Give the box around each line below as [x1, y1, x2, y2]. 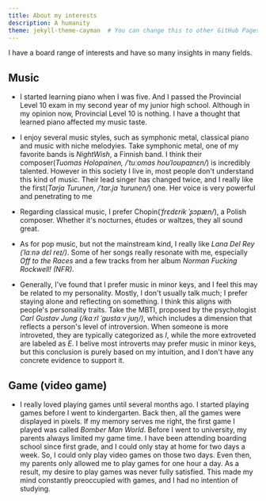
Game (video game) [8, 378, 108, 392]
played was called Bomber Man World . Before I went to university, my [19, 425, 247, 434]
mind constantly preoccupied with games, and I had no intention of [19, 476, 239, 484]
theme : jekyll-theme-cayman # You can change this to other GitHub [8, 26, 239, 34]
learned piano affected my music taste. [19, 117, 148, 127]
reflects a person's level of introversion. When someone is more [19, 322, 229, 331]
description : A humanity [8, 19, 90, 27]
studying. [19, 484, 51, 493]
